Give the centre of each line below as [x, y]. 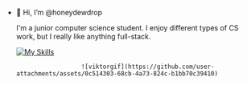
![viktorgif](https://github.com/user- [148, 67]
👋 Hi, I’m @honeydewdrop [59, 12]
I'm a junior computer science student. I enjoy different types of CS [127, 28]
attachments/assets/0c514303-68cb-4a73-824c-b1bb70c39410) [117, 74]
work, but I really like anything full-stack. [83, 36]
